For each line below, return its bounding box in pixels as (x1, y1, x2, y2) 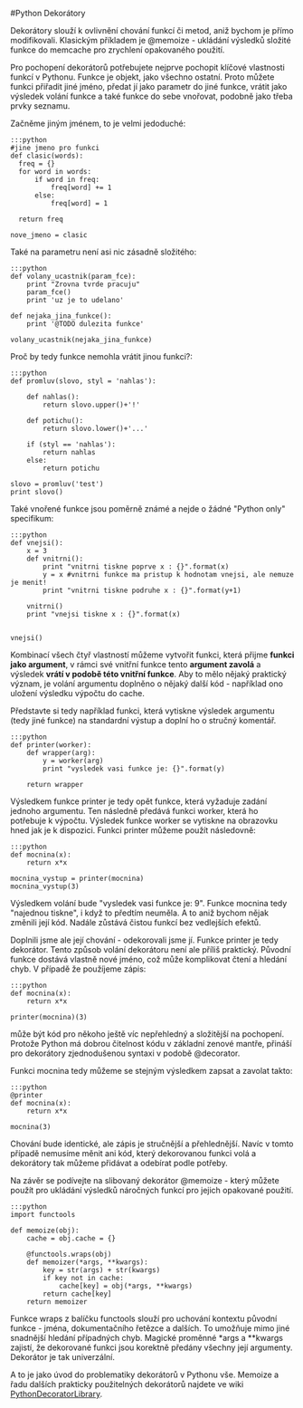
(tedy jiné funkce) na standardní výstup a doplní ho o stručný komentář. (10, 715, 277, 725)
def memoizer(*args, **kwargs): (26, 1258, 148, 1267)
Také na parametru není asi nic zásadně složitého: (10, 246, 197, 257)
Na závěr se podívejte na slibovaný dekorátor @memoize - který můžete (10, 1175, 279, 1185)
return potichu (43, 464, 100, 473)
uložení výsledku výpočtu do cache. (10, 688, 146, 698)
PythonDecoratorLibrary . (10, 1389, 103, 1399)
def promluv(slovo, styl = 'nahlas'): (10, 377, 156, 386)
